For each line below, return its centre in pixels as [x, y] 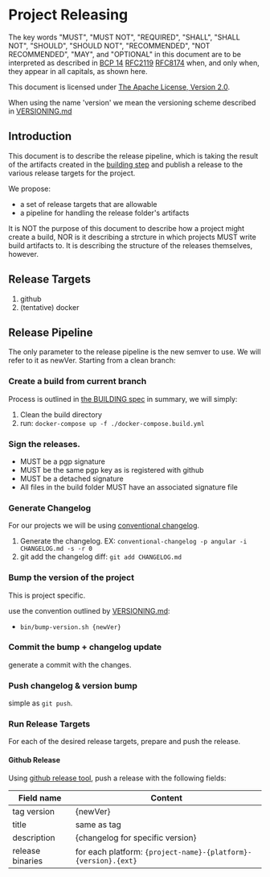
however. [23, 254]
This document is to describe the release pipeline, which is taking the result [133, 155]
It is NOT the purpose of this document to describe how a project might [127, 228]
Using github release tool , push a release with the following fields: [117, 778]
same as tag [98, 825]
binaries [27, 861]
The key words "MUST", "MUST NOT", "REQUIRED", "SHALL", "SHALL [125, 37]
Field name [40, 797]
